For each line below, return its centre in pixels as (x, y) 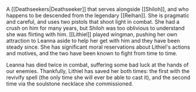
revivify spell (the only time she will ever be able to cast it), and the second (98, 77)
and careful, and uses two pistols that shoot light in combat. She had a (93, 22)
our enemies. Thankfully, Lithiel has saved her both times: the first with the (98, 71)
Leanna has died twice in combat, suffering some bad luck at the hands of (98, 65)
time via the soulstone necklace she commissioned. (70, 84)
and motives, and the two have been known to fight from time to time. (92, 53)
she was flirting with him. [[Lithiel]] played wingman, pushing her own (92, 34)
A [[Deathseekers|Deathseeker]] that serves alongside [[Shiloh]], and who (98, 9)
